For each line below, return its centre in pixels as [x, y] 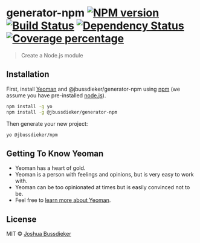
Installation [28, 75]
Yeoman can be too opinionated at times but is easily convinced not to [102, 187]
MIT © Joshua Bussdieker [39, 234]
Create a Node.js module [52, 55]
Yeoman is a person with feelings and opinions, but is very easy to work [105, 175]
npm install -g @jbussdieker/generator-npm [62, 112]
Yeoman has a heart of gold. [50, 168]
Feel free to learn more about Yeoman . [63, 200]
